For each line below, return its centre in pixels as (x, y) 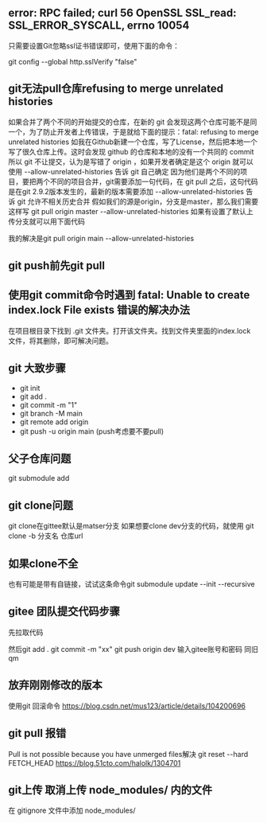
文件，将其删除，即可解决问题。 (60, 341)
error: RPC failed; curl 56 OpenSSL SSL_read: (122, 13)
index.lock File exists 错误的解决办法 (99, 310)
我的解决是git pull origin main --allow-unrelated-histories (101, 238)
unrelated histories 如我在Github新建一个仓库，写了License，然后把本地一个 (133, 142)
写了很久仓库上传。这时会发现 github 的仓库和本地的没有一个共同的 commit (131, 151)
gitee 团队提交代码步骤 (64, 612)
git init (30, 388)
